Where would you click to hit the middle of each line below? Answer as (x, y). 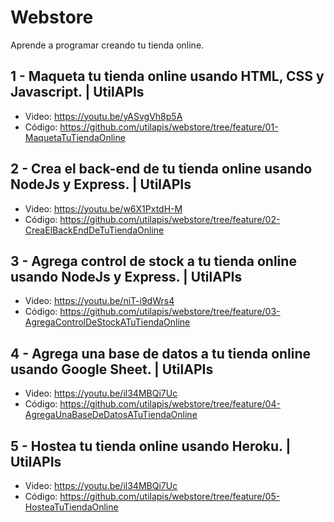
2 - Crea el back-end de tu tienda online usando (161, 169)
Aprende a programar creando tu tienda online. (107, 45)
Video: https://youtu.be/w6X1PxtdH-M (103, 208)
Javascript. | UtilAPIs (77, 92)
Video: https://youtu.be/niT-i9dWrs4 (99, 301)
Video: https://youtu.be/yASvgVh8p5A (103, 116)
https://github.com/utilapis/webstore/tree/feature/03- (170, 312)
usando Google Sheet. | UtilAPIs (112, 369)
